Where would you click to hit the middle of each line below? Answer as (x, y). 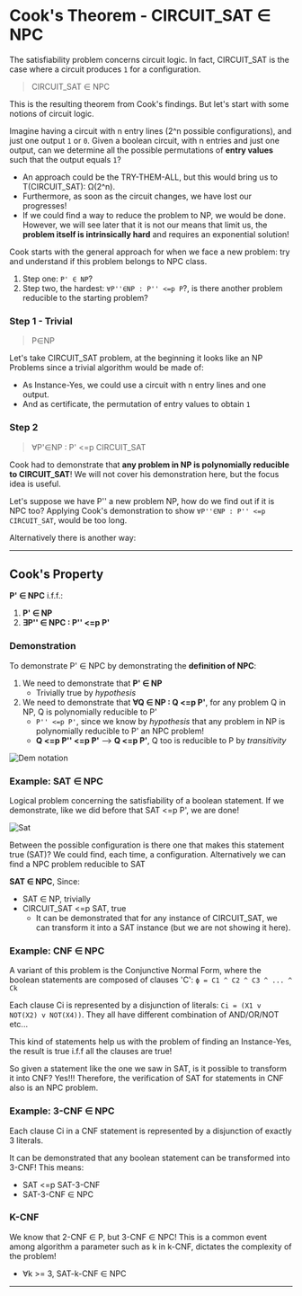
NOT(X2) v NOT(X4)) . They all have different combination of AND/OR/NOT (144, 1015)
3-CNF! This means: (47, 1167)
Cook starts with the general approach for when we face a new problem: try (150, 252)
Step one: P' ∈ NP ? (57, 279)
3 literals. (26, 1140)
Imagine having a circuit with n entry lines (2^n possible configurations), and (151, 130)
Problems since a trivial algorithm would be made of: (107, 368)
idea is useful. (35, 484)
